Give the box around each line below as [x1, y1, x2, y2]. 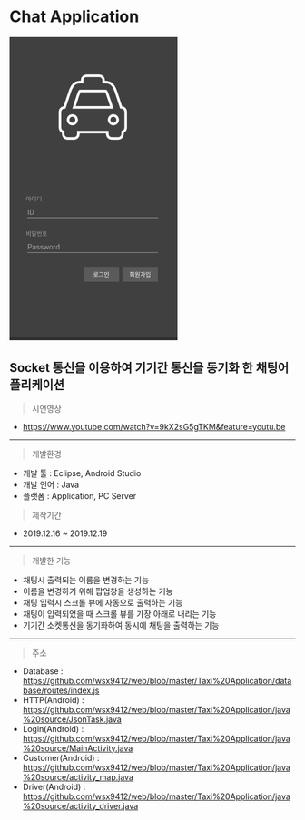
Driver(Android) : [22, 781, 86, 792]
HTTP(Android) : [22, 694, 84, 705]
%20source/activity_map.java [22, 771, 134, 782]
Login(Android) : [22, 723, 84, 734]
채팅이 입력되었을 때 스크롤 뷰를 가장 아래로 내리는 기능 [22, 608, 217, 619]
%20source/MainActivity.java [22, 742, 133, 754]
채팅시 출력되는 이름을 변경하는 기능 [22, 574, 150, 585]
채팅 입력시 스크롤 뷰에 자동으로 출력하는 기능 [22, 597, 183, 608]
